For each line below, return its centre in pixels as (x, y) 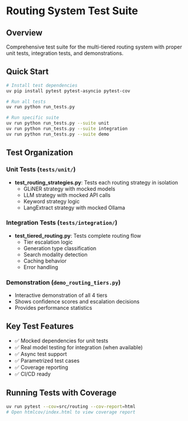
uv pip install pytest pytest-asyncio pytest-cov (68, 91)
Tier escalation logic (48, 242)
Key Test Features (40, 326)
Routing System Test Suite (72, 11)
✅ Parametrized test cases (47, 360)
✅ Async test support (41, 354)
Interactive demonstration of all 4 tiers (61, 295)
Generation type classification (60, 248)
